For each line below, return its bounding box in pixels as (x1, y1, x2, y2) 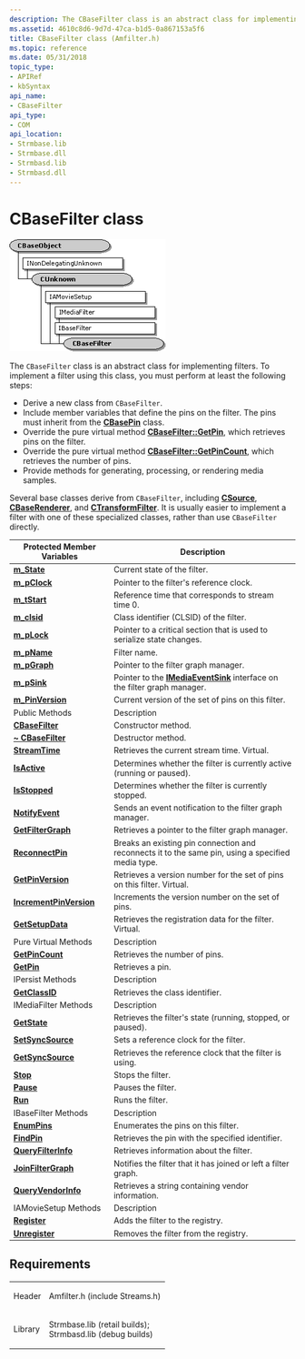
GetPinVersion (13, 874, 70, 885)
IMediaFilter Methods (13, 999, 93, 1010)
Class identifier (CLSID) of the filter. (113, 612, 247, 623)
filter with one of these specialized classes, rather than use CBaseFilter (9, 511, 278, 522)
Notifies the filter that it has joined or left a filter (113, 1158, 290, 1169)
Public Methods (13, 707, 73, 718)
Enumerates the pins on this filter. (113, 1120, 239, 1131)
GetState (13, 1017, 48, 1028)
